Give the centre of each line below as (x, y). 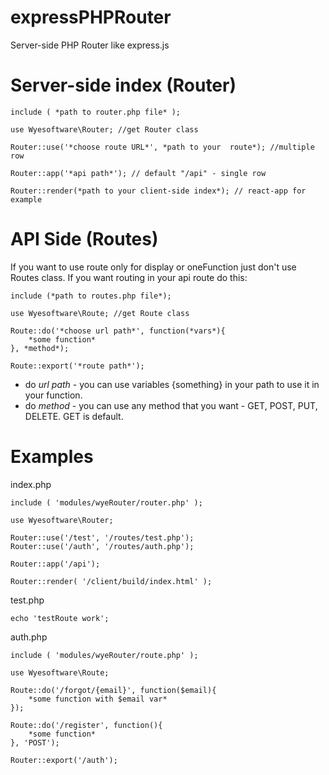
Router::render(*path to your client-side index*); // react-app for (158, 191)
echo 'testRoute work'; (60, 618)
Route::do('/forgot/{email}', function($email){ (113, 690)
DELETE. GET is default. (74, 416)
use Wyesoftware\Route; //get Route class (100, 313)
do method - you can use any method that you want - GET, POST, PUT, (171, 405)
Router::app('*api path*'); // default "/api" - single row (138, 173)
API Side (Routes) (84, 239)
